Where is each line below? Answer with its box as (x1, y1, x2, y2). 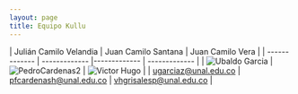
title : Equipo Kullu (9, 21, 87, 30)
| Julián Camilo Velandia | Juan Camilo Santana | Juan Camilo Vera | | (9, 46, 266, 56)
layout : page (9, 13, 58, 22)
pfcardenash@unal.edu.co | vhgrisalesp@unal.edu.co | (9, 74, 214, 85)
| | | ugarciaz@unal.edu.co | (82, 64, 241, 76)
